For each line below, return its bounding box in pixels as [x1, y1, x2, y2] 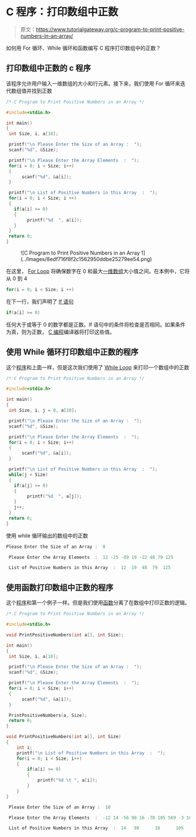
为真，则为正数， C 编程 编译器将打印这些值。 [6, 328, 116, 335]
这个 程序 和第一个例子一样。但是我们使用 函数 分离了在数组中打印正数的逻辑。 [6, 599, 190, 606]
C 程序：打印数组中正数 [6, 5, 118, 19]
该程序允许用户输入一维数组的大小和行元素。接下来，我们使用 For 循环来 [6, 80, 181, 87]
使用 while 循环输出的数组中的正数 [6, 532, 89, 539]
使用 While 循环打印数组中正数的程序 [6, 347, 139, 357]
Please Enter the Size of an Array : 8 [6, 544, 106, 550]
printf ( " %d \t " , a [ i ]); [37, 777, 98, 783]
